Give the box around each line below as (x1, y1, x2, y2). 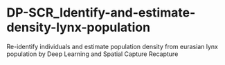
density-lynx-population (6, 19, 150, 35)
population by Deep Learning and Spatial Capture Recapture (6, 50, 179, 58)
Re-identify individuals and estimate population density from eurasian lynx (6, 42, 219, 50)
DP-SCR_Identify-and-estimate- (6, 5, 196, 21)
